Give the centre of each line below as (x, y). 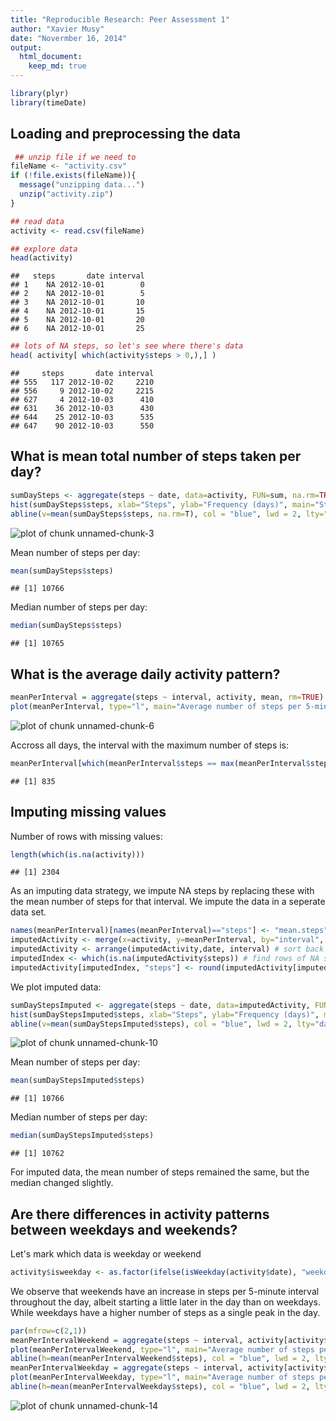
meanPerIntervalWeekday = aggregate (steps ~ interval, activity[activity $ (169, 1368)
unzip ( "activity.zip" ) (66, 194)
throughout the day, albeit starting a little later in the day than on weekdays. (165, 1302)
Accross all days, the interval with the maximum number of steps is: (150, 745)
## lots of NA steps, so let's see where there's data (127, 346)
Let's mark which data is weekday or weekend (106, 1253)
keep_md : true (57, 66)
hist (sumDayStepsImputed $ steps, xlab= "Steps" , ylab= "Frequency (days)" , (165, 1014)
